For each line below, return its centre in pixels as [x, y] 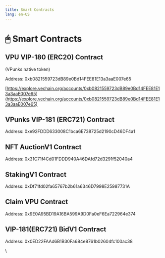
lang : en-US [17, 14]
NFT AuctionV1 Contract [43, 147]
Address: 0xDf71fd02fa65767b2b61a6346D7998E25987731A [68, 186]
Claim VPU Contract [37, 202]
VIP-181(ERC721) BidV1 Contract [56, 230]
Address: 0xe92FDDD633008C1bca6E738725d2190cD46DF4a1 [70, 131]
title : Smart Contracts [30, 10]
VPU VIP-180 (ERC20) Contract [54, 57]
